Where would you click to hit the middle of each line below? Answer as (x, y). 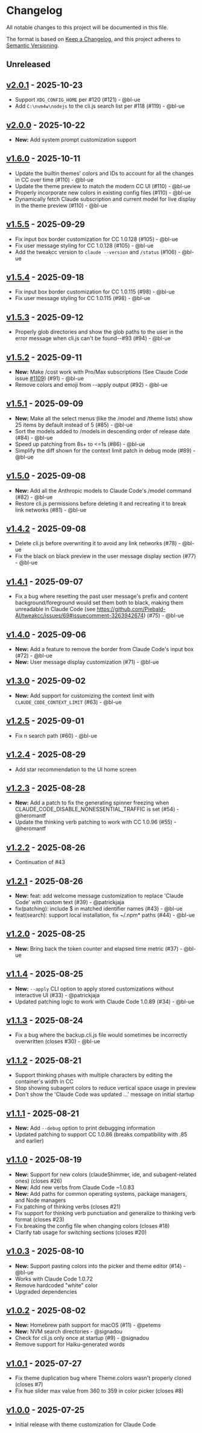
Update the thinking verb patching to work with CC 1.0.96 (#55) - (96, 822)
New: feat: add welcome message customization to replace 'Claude (99, 896)
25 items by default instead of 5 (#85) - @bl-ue (74, 425)
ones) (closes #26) (38, 1181)
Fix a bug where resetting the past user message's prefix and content (101, 596)
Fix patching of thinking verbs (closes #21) (68, 1206)
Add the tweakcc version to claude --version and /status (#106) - (98, 252)
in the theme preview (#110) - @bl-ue (61, 205)
